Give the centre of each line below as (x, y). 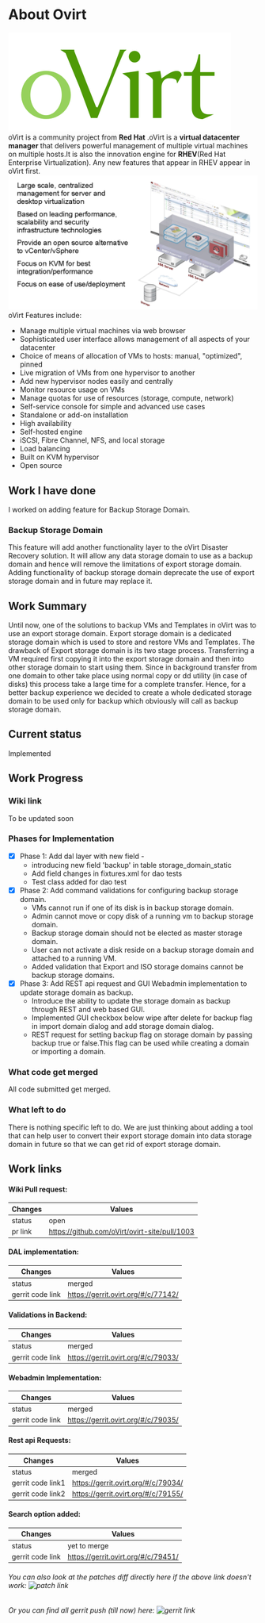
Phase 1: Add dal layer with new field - (82, 856)
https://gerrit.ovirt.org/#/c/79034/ (128, 1483)
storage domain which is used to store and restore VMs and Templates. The (132, 642)
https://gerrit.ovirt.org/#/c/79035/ (123, 1420)
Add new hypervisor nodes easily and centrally (96, 382)
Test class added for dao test (79, 881)
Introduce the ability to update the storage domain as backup (131, 1001)
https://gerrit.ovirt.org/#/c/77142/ (123, 1294)
